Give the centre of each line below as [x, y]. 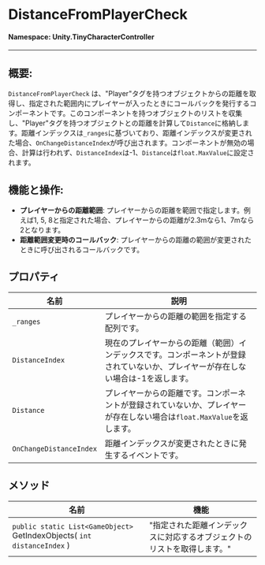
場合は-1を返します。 [153, 378]
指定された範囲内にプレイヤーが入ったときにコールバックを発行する [139, 103]
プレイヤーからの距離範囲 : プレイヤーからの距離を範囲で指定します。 [132, 210]
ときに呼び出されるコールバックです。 [82, 250]
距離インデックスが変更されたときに [172, 443]
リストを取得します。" [190, 548]
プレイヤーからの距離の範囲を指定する [175, 316]
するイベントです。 [148, 455]
